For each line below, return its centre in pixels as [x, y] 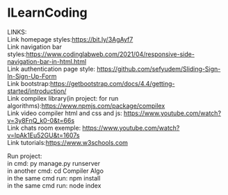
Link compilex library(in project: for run [63, 98]
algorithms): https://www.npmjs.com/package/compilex [86, 105]
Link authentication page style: [51, 69]
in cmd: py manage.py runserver [54, 163]
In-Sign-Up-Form [32, 76]
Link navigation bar [35, 46]
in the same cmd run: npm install [54, 178]
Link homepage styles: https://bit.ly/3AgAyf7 [70, 39]
